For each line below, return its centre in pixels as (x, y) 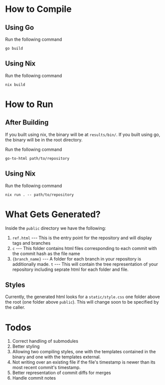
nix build (15, 85)
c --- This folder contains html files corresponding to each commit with (84, 248)
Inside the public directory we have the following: (56, 228)
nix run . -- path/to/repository (40, 194)
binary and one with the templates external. (57, 357)
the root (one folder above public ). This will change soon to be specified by (82, 302)
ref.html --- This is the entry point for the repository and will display (82, 238)
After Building (27, 123)
